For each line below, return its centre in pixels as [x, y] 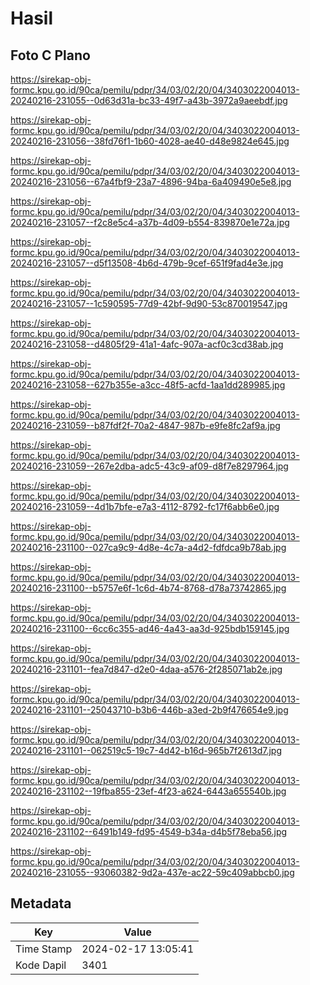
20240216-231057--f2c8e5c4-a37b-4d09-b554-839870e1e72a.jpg [150, 222]
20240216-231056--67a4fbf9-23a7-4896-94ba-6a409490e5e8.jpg [151, 181]
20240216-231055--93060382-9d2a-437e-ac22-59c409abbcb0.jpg [152, 872]
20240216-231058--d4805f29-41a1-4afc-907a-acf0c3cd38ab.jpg [147, 344]
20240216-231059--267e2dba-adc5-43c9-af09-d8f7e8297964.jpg [149, 466]
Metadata [41, 903]
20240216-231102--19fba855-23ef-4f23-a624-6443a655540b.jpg [148, 791]
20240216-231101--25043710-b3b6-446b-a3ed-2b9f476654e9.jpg [149, 710]
